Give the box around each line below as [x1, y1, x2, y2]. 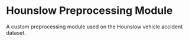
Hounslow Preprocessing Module [6, 4, 173, 17]
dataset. [6, 29, 27, 36]
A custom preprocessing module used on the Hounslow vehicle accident [6, 23, 183, 30]
